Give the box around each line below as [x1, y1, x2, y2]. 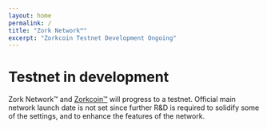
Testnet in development [8, 68, 169, 86]
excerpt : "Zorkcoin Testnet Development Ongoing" [8, 33, 177, 42]
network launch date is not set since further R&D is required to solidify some [8, 103, 260, 112]
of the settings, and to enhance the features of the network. [8, 111, 205, 121]
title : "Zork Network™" [8, 26, 88, 34]
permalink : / [8, 19, 52, 27]
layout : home [8, 11, 52, 20]
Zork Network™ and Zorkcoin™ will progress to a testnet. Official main [8, 95, 236, 104]
